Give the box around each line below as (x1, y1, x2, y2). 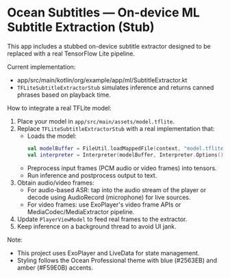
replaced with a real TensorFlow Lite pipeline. (7, 49, 136, 58)
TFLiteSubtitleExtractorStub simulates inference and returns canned (16, 83, 214, 91)
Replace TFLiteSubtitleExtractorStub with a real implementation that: (16, 124, 215, 132)
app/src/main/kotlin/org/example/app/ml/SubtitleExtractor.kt (16, 76, 188, 84)
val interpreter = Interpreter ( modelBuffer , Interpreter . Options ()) (27, 151, 227, 159)
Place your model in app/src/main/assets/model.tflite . (16, 117, 175, 125)
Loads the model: (27, 132, 77, 140)
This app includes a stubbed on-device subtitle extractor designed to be (7, 42, 211, 50)
